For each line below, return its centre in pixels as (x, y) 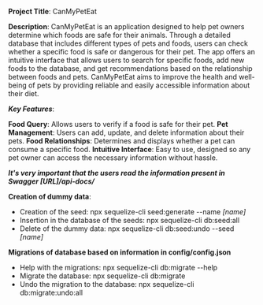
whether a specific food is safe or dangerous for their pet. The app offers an (132, 52)
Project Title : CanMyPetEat (52, 11)
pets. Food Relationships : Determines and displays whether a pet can (122, 141)
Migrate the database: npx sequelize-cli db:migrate (102, 276)
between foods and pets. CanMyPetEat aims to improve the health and (123, 77)
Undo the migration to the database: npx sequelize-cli (107, 284)
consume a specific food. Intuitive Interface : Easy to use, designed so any (130, 149)
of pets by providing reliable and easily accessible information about (139, 85)
